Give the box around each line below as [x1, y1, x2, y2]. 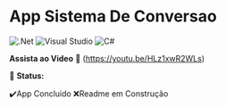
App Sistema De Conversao [9, 6, 217, 27]
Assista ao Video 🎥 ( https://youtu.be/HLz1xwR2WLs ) [9, 53, 205, 63]
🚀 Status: [9, 70, 45, 81]
